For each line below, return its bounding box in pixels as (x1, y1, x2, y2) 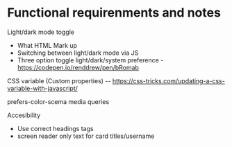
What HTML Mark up (17, 41, 78, 49)
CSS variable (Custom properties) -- (7, 76, 111, 85)
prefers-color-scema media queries (7, 97, 110, 105)
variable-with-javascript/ (7, 84, 78, 92)
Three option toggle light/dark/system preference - (17, 55, 164, 64)
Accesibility (7, 111, 41, 119)
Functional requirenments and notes (7, 5, 221, 21)
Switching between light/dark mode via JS (17, 49, 139, 57)
